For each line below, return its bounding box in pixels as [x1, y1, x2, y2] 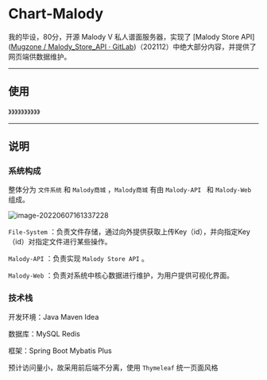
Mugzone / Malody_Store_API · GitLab [10, 41, 134, 52]
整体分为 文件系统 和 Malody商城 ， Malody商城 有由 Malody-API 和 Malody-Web [8, 185, 252, 194]
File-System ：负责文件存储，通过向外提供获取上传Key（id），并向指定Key [8, 227, 250, 236]
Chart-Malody [8, 5, 104, 23]
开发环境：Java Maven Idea [8, 312, 99, 321]
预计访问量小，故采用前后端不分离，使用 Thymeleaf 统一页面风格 [8, 363, 219, 372]
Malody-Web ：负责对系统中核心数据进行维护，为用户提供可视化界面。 [8, 271, 234, 280]
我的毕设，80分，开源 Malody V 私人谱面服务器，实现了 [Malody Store [8, 32, 240, 41]
